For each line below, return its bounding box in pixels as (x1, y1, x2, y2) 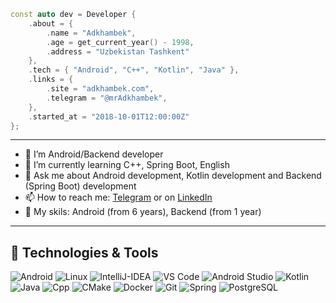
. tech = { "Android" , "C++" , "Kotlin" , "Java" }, (28, 65, 240, 75)
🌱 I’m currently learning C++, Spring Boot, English (24, 159, 230, 171)
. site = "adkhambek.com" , (46, 84, 155, 94)
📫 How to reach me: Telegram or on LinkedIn (24, 191, 213, 204)
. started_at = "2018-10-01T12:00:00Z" (28, 111, 190, 122)
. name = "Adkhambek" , (46, 28, 137, 38)
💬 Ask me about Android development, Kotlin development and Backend (24, 170, 322, 182)
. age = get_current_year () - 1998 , (46, 37, 195, 47)
